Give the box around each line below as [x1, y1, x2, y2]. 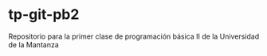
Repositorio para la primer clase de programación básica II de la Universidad [8, 32, 260, 41]
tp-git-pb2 [8, 6, 80, 24]
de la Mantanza [8, 39, 60, 49]
